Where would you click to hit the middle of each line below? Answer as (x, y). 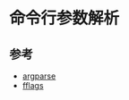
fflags (33, 85)
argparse (39, 76)
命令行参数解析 (64, 18)
